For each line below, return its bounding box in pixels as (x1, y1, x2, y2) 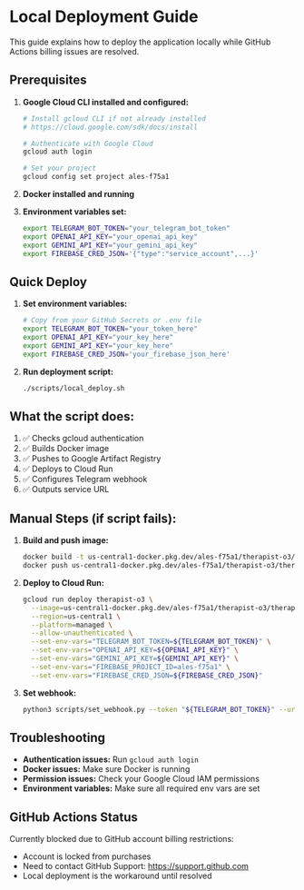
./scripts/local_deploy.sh (22, 383, 125, 392)
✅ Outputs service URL (22, 484, 110, 495)
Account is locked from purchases (22, 851, 152, 862)
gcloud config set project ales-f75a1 (22, 173, 170, 182)
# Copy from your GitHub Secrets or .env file (22, 316, 202, 325)
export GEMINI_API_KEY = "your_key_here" (22, 341, 174, 351)
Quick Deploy (9, 274, 88, 290)
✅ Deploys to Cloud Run (22, 463, 113, 474)
